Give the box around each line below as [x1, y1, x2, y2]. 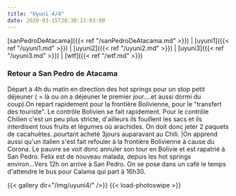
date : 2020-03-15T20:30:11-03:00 [7, 17, 106, 24]
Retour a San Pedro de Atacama [7, 68, 118, 78]
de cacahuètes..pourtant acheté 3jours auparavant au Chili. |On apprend [7, 130, 218, 138]
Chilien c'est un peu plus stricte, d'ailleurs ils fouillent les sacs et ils [7, 114, 203, 123]
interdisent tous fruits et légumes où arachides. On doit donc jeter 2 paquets [7, 122, 229, 130]
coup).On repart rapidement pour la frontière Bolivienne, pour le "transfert [7, 99, 222, 108]
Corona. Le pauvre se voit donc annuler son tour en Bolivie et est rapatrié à [7, 145, 225, 153]
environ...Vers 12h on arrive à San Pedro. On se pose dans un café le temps [7, 159, 227, 168]
